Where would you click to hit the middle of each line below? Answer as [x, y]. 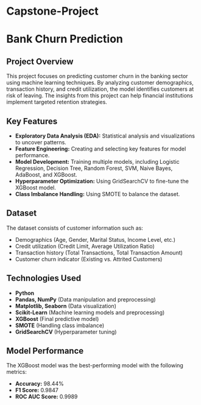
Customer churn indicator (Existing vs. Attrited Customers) [89, 259]
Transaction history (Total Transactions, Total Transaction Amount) [99, 252]
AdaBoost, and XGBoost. [46, 174]
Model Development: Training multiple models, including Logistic [97, 162]
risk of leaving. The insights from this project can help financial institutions [100, 96]
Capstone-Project [52, 11]
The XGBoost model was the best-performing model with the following [95, 365]
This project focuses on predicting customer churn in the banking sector [97, 76]
